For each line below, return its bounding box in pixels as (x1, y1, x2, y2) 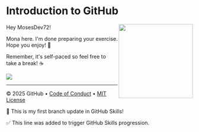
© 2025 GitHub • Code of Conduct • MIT (6, 90, 107, 97)
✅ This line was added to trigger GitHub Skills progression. (6, 119, 150, 126)
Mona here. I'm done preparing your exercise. (6, 35, 118, 42)
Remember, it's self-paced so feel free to (6, 53, 107, 60)
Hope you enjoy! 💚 (6, 41, 52, 49)
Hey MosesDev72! (6, 24, 52, 31)
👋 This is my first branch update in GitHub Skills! (6, 108, 124, 115)
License (6, 96, 25, 103)
